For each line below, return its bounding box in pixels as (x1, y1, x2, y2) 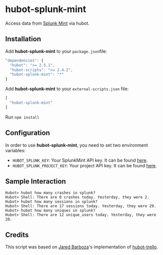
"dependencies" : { (5, 58, 44, 63)
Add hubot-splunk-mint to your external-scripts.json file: (5, 86, 129, 92)
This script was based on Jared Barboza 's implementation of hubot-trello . (5, 244, 158, 250)
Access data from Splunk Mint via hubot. (5, 20, 90, 26)
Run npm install (5, 114, 40, 120)
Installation (5, 35, 41, 43)
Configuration (5, 129, 50, 137)
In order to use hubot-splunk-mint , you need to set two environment (5, 142, 148, 148)
